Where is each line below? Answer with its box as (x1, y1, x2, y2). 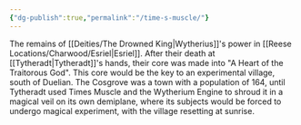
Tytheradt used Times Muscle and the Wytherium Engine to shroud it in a (9, 86, 284, 97)
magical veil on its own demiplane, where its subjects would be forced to (9, 96, 282, 107)
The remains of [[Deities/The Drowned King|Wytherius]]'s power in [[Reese (9, 38, 293, 49)
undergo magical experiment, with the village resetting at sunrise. (9, 105, 255, 116)
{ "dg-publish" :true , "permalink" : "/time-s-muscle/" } (9, 13, 209, 23)
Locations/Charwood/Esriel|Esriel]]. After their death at (9, 47, 216, 59)
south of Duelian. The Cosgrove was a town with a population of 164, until (9, 76, 286, 87)
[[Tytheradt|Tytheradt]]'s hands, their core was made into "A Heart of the (9, 57, 284, 68)
